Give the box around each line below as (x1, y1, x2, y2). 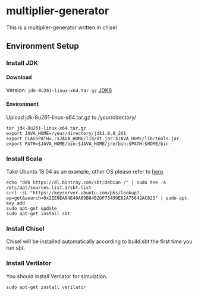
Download (6, 73, 32, 81)
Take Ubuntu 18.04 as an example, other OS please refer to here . (6, 168, 165, 175)
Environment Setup (6, 41, 79, 51)
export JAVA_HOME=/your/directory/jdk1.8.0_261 (6, 130, 127, 136)
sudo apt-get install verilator (6, 284, 86, 290)
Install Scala (6, 155, 43, 163)
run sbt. (6, 244, 26, 251)
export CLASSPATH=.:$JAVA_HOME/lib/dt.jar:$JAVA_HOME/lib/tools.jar (6, 136, 180, 141)
